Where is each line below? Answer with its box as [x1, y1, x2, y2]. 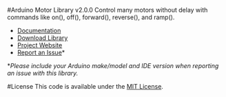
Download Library [17, 34, 68, 42]
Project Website [17, 41, 63, 49]
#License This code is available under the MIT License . [7, 83, 164, 90]
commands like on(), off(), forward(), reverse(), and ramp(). [7, 13, 175, 21]
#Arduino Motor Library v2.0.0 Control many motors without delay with [7, 6, 208, 14]
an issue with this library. [7, 69, 79, 77]
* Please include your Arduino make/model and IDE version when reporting [7, 62, 219, 69]
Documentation [17, 27, 61, 34]
